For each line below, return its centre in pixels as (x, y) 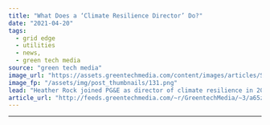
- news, (29, 53)
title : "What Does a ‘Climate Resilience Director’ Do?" (106, 16)
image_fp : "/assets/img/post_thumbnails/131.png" (93, 83)
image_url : (27, 75)
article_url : (30, 98)
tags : (17, 30)
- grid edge (36, 38)
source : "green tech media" (55, 68)
